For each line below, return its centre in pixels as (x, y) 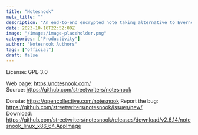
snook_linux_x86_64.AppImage (44, 126)
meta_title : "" (25, 17)
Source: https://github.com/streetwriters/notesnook (69, 89)
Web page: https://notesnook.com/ (49, 83)
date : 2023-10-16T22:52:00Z (41, 28)
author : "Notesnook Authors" (42, 45)
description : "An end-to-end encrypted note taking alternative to (91, 22)
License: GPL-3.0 (27, 72)
